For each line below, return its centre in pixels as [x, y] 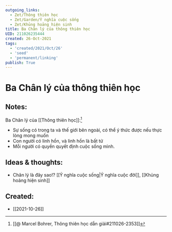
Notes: [16, 107]
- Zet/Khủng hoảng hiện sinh [41, 24]
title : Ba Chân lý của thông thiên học [48, 29]
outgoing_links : [23, 10]
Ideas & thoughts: [34, 162]
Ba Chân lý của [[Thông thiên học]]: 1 [44, 120]
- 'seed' [19, 53]
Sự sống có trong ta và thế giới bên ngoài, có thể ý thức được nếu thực [87, 130]
